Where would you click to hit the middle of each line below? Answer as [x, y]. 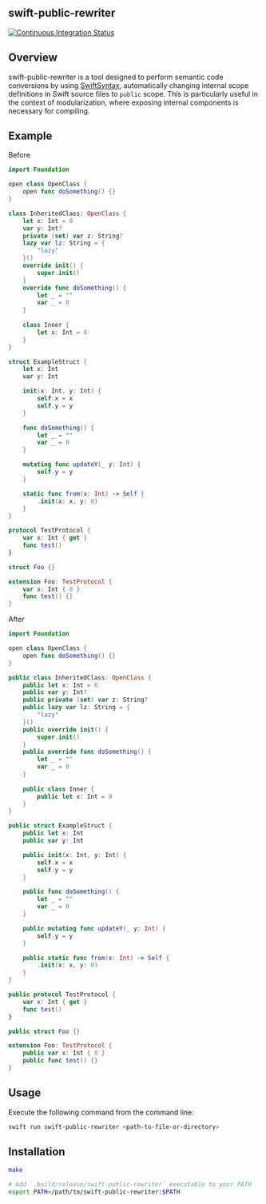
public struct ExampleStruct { [60, 826]
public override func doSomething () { [87, 752]
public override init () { [66, 730]
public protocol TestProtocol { [62, 995]
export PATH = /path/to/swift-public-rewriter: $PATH [94, 1192]
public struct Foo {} [44, 1031]
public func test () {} [60, 1061]
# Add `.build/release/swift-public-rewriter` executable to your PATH [130, 1185]
